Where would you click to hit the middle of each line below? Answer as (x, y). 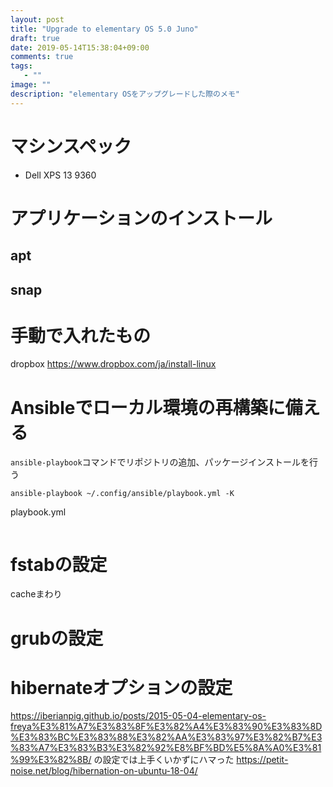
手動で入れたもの (81, 335)
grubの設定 (57, 638)
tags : (21, 66)
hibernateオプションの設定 (121, 687)
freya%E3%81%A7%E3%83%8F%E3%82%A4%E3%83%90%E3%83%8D (166, 727)
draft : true (35, 38)
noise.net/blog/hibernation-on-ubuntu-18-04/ (104, 771)
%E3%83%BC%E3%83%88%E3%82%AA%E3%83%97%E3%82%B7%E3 (166, 737)
